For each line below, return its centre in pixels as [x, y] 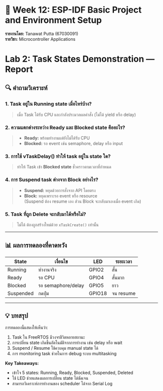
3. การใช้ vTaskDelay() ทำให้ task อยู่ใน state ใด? [58, 156]
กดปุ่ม [44, 293]
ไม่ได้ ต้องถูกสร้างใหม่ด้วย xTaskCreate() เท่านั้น [58, 225]
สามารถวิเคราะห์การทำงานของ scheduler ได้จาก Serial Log [62, 383]
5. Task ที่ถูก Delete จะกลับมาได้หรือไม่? [46, 214]
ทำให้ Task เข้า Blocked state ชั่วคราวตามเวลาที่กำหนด [64, 167]
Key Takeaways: [22, 363]
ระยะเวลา [124, 261]
